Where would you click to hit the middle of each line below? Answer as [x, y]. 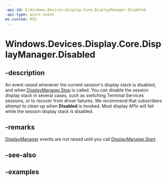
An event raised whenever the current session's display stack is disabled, [81, 85]
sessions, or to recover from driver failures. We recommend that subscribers [84, 101]
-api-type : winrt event [30, 14]
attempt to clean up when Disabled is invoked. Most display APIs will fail [80, 106]
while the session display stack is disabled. [49, 111]
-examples [22, 172]
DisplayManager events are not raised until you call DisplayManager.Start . [81, 139]
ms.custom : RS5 [21, 19]
